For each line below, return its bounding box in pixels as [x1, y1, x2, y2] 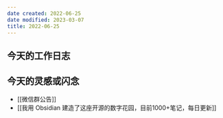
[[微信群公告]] [16, 95, 57, 103]
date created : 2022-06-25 [7, 10, 81, 17]
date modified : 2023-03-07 [7, 16, 84, 23]
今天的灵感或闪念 [7, 75, 80, 87]
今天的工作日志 [7, 49, 71, 62]
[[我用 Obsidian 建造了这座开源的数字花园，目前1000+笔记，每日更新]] [16, 104, 217, 112]
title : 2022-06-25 [7, 23, 60, 29]
